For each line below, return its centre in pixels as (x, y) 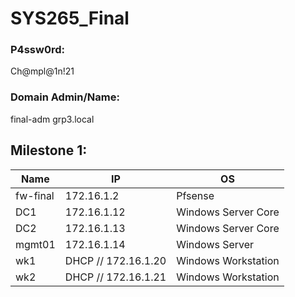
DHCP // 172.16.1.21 (115, 277)
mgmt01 (35, 244)
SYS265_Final (70, 18)
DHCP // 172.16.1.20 (115, 260)
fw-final (35, 195)
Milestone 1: (49, 150)
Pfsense (195, 195)
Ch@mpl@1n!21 (42, 71)
